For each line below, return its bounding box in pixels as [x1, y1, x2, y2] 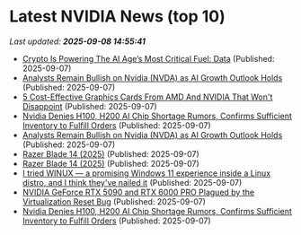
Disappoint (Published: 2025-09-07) [22, 100, 157, 111]
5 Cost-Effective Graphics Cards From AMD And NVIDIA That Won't [22, 91, 273, 102]
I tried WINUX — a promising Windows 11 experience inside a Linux [22, 168, 271, 178]
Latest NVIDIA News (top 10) [9, 6, 226, 27]
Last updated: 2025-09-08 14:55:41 [9, 36, 146, 47]
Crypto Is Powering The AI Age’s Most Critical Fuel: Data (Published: [22, 53, 275, 64]
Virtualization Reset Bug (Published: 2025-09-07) [22, 196, 207, 207]
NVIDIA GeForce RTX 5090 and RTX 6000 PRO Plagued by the [22, 187, 254, 197]
